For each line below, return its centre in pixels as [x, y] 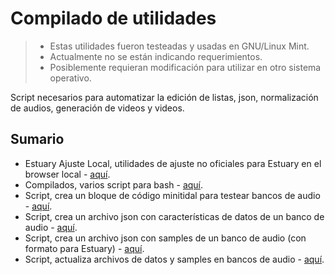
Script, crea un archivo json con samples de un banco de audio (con [165, 238]
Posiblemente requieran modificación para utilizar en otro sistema [185, 67]
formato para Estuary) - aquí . [84, 248]
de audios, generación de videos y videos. [97, 108]
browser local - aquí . [67, 174]
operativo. [70, 78]
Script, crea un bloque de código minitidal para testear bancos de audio [172, 195]
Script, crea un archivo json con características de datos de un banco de [174, 216]
